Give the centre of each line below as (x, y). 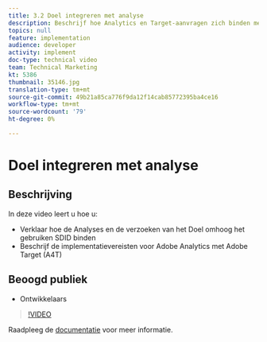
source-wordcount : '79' (48, 112)
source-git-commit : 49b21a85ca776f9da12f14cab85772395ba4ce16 (113, 97)
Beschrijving (41, 194)
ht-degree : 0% (32, 119)
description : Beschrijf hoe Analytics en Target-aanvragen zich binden (129, 23)
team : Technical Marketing (53, 68)
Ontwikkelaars (43, 298)
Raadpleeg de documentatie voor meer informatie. (91, 329)
